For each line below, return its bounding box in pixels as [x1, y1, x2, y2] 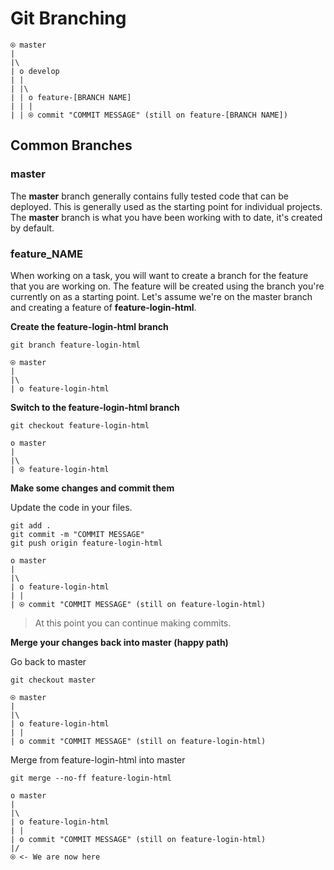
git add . [10, 520, 52, 531]
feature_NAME [10, 247, 83, 261]
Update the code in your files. [10, 501, 133, 513]
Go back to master [10, 655, 87, 667]
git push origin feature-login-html [10, 538, 163, 548]
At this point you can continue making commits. [34, 617, 232, 629]
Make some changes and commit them [10, 482, 175, 494]
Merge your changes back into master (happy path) [10, 636, 229, 648]
